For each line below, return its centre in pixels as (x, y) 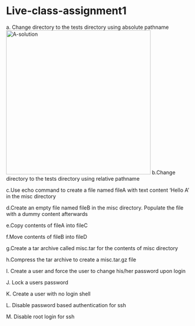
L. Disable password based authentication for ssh (66, 305)
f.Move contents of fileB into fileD (47, 237)
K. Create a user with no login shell (49, 294)
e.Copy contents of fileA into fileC (47, 225)
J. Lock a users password (37, 282)
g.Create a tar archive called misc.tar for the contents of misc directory (92, 248)
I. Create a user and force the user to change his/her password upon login (96, 271)
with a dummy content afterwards (47, 214)
